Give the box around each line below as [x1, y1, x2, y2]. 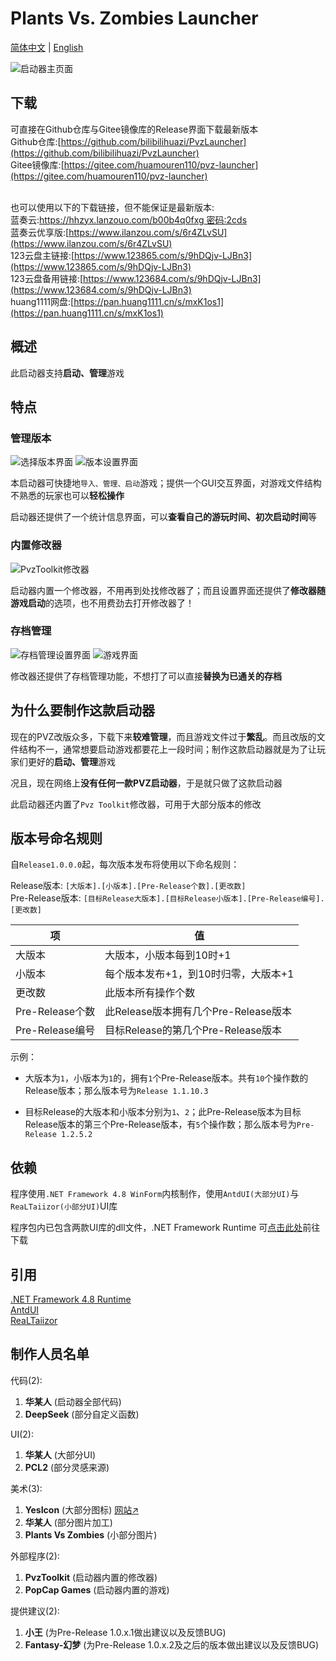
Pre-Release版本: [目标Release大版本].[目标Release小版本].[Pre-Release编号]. [10, 892, 325, 904]
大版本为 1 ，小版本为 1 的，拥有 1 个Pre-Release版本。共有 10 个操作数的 [24, 1072, 309, 1084]
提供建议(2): [10, 1605, 60, 1617]
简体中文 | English [10, 41, 84, 53]
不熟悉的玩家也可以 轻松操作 [10, 490, 125, 502]
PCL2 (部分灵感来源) [24, 1461, 110, 1473]
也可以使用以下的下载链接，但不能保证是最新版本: [10, 201, 215, 213]
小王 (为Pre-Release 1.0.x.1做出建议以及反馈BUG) [24, 1626, 227, 1638]
